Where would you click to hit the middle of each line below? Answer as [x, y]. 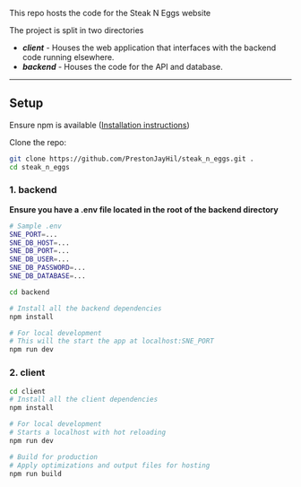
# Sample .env [36, 226]
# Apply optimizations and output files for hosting [110, 465]
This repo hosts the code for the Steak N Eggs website [110, 13]
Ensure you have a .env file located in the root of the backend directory [144, 209]
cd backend [30, 292]
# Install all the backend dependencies [86, 309]
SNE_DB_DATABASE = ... [48, 276]
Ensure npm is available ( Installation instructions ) [99, 125]
